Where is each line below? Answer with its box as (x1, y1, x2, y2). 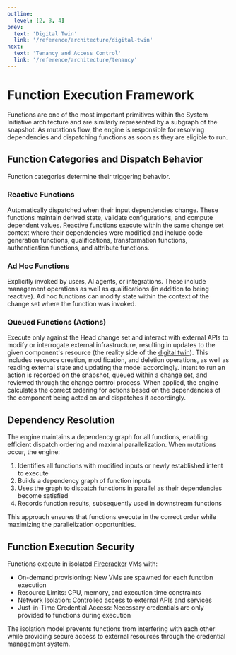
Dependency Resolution (7, 414, 115, 426)
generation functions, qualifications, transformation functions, (7, 236, 188, 244)
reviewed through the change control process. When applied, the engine (7, 378, 219, 387)
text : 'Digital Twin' (13, 30, 78, 37)
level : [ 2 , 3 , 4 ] (13, 17, 65, 24)
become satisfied (17, 492, 69, 500)
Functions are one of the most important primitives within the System (7, 110, 208, 119)
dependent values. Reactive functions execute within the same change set (7, 221, 224, 229)
